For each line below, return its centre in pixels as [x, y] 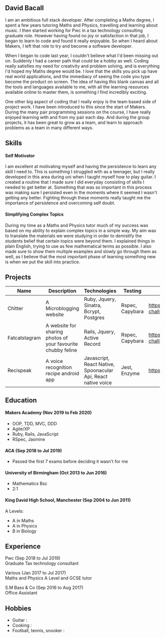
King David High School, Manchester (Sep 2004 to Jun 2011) [68, 500]
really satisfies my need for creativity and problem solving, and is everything [82, 66]
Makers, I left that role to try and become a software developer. [69, 46]
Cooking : [22, 625]
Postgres [94, 318]
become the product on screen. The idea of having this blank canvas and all [82, 82]
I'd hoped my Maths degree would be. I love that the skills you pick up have [81, 71]
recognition [59, 367]
